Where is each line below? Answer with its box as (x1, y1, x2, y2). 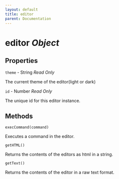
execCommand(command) (5, 125, 49, 130)
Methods (5, 112, 33, 120)
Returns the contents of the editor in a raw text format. (5, 169, 115, 176)
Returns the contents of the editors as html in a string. (5, 152, 113, 158)
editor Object (5, 37, 59, 48)
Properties (5, 57, 38, 65)
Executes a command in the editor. (5, 134, 75, 139)
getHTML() (5, 143, 25, 148)
